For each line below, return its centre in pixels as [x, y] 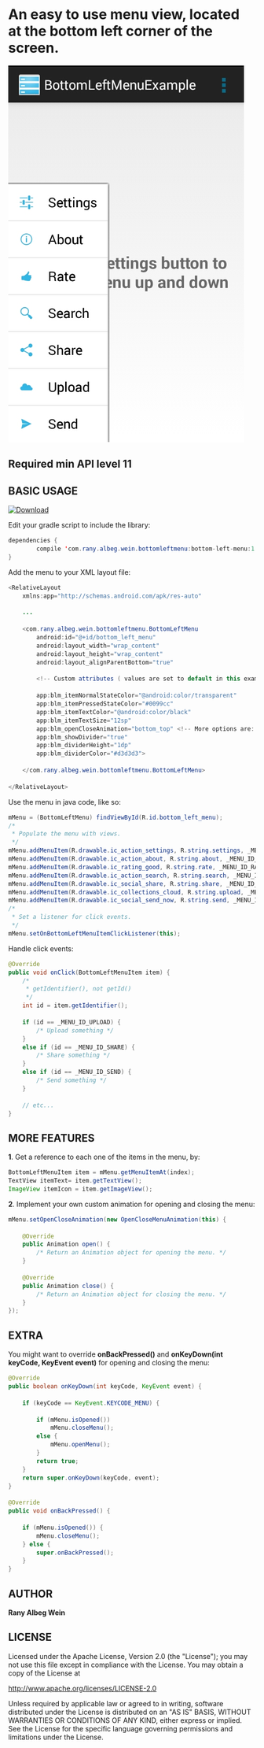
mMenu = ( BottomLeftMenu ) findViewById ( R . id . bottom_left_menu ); [115, 817]
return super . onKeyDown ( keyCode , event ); [91, 1478]
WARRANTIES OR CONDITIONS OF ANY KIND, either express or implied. [125, 1720]
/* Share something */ [73, 1055]
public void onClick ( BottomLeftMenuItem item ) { [89, 972]
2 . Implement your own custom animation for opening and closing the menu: [132, 1204]
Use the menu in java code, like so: [65, 802]
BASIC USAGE [43, 491]
